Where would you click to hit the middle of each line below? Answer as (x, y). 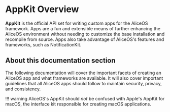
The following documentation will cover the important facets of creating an (83, 73)
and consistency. (23, 89)
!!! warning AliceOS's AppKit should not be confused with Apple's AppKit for (85, 98)
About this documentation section (60, 61)
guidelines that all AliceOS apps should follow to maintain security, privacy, (84, 83)
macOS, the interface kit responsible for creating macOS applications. (78, 104)
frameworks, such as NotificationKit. (43, 44)
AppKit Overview (42, 9)
